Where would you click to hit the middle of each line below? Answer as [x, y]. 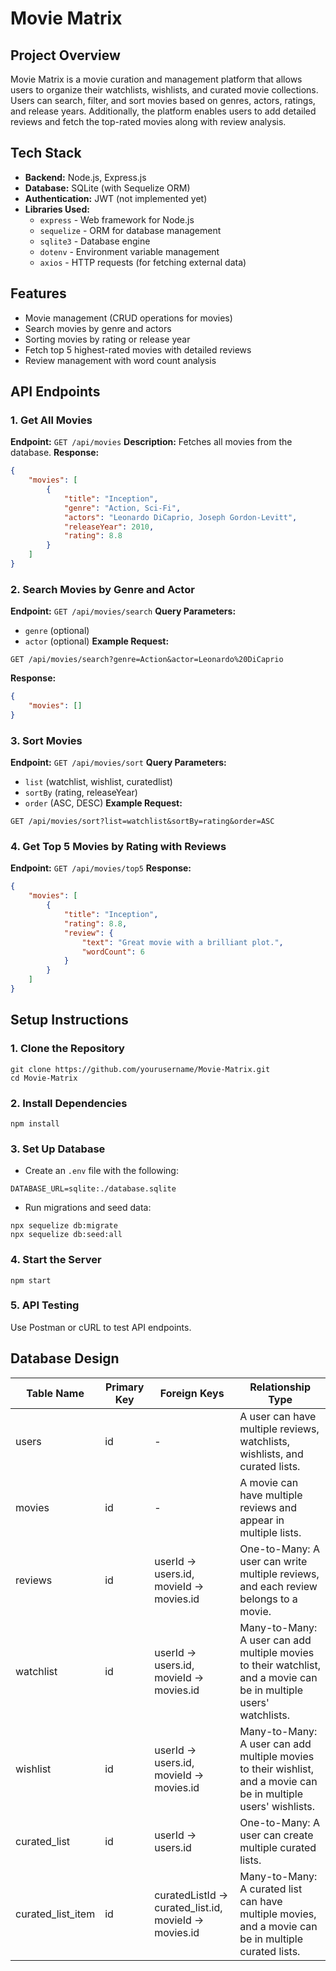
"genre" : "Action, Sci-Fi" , [122, 508]
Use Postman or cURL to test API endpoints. [101, 1327]
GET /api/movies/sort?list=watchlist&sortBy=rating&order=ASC [142, 822]
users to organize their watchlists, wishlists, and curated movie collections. [164, 90]
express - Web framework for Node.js [117, 219]
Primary [124, 1387]
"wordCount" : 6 [113, 952]
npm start [31, 1280]
